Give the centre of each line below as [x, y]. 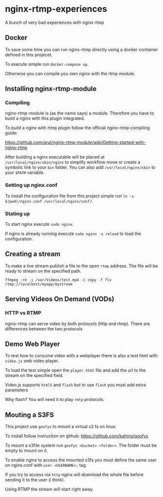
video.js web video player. [32, 361]
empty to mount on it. [26, 451]
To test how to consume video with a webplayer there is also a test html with [81, 356]
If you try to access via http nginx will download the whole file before [74, 475]
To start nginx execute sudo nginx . [40, 224]
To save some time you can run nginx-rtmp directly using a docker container [81, 49]
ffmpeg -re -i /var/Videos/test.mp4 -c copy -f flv [58, 280]
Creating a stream [33, 254]
